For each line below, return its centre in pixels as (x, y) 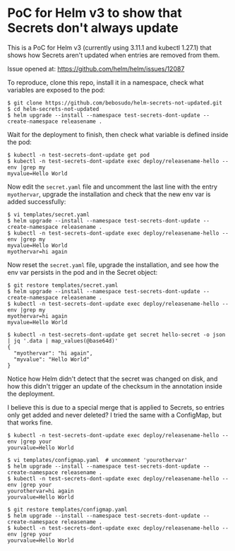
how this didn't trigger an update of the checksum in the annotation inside (115, 386)
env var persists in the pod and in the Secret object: (83, 272)
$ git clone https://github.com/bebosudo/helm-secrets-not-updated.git (115, 103)
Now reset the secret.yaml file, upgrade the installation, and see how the (113, 265)
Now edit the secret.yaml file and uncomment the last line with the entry (112, 186)
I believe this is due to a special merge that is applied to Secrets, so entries (116, 407)
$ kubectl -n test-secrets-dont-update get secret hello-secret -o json (116, 334)
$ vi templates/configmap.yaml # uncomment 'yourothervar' (98, 460)
